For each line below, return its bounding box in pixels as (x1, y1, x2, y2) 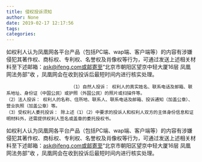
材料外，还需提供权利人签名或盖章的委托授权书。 (10, 116, 114, 122)
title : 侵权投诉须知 (6, 8, 52, 15)
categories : (6, 31, 36, 37)
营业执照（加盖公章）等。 (6, 103, 60, 109)
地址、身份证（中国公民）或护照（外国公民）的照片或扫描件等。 (10, 91, 145, 97)
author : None (6, 14, 39, 20)
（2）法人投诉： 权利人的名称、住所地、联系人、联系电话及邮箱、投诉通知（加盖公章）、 (6, 97, 193, 103)
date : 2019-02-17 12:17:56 (6, 20, 74, 26)
